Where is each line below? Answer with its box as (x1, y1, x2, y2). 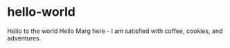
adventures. (7, 34, 42, 42)
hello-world (7, 4, 76, 20)
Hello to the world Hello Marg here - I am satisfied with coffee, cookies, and (7, 27, 223, 35)
